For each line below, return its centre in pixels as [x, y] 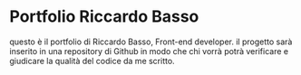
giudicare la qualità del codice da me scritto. [92, 61]
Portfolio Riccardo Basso [104, 17]
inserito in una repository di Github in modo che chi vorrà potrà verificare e [149, 51]
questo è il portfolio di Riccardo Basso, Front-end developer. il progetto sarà [151, 42]
